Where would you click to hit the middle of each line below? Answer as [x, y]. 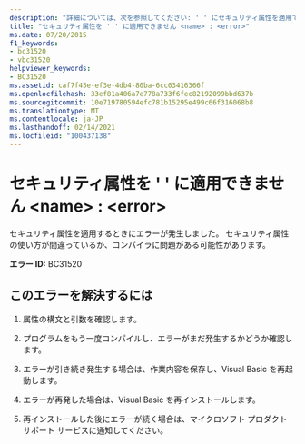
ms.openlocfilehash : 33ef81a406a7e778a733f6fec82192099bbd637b [132, 94]
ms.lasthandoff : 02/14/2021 [63, 128]
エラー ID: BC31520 [46, 263]
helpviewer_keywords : [50, 69]
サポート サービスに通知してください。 [95, 430]
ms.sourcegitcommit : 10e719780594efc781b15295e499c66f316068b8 [132, 102]
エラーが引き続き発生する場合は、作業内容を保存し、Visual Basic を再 [154, 369]
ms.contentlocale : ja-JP [56, 119]
